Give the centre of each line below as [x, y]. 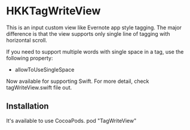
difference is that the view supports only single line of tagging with [88, 33]
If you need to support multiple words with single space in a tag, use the [95, 51]
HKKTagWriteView [53, 11]
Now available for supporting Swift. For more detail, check [78, 81]
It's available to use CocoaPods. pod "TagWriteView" [71, 120]
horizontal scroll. [27, 40]
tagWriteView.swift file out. [39, 87]
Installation [27, 106]
